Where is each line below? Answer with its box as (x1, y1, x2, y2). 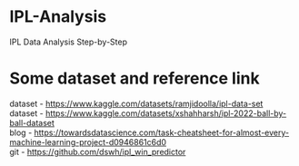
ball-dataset (9, 117, 55, 128)
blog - (9, 127, 33, 138)
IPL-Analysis (9, 6, 107, 27)
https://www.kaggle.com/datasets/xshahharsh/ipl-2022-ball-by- (45, 107, 287, 119)
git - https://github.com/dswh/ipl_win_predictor (9, 146, 186, 157)
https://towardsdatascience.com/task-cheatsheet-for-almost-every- (34, 127, 290, 138)
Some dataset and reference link (9, 68, 261, 89)
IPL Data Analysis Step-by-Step (9, 36, 128, 47)
